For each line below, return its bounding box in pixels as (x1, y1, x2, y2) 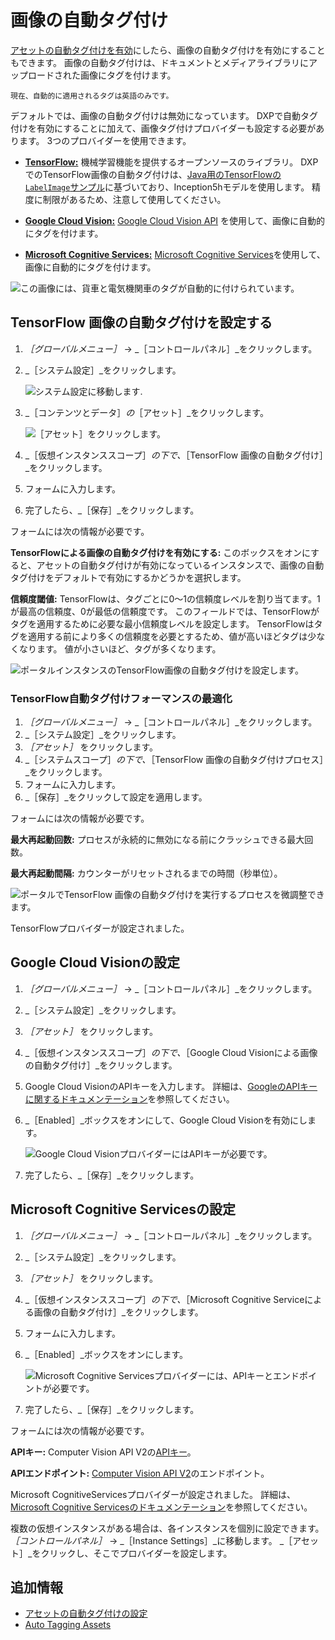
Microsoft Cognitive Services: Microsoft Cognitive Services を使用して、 (24, 248, 326, 260)
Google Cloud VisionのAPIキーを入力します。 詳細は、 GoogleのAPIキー (24, 1080, 318, 1092)
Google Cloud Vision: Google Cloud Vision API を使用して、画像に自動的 (24, 214, 325, 226)
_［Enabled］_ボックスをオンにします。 (24, 1348, 188, 1360)
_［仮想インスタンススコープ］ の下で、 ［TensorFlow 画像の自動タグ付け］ (24, 449, 325, 461)
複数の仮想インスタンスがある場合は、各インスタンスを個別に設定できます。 (10, 1522, 325, 1534)
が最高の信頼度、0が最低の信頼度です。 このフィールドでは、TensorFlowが (10, 605, 320, 617)
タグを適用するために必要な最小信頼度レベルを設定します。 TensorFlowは (10, 617, 315, 630)
